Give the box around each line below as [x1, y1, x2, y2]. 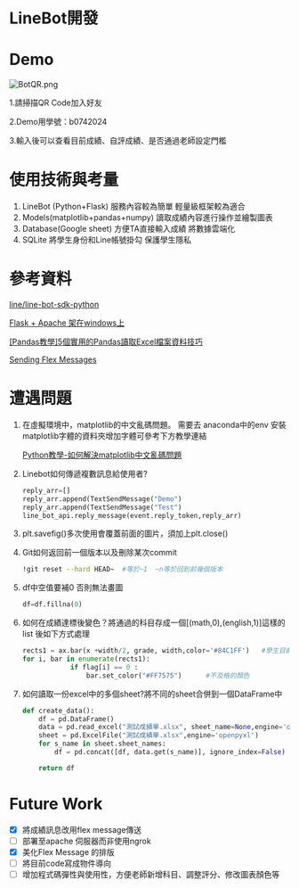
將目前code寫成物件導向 [21, 858, 111, 868]
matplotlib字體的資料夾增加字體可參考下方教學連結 [21, 430, 207, 441]
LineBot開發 [9, 8, 99, 29]
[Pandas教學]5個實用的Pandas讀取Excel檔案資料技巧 [9, 336, 203, 347]
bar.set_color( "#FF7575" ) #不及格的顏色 [85, 670, 250, 680]
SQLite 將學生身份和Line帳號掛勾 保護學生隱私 [21, 234, 192, 245]
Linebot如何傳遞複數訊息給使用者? [21, 468, 149, 479]
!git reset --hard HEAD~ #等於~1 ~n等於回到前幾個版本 [21, 565, 223, 574]
